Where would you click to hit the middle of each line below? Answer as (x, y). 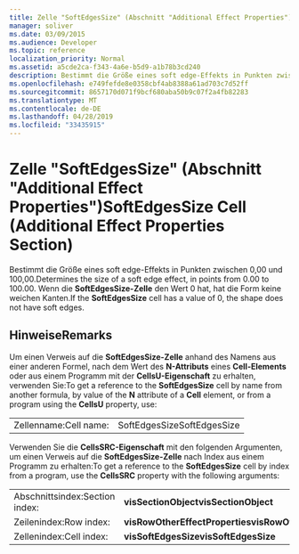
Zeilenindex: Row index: (62, 522)
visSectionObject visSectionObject (198, 501)
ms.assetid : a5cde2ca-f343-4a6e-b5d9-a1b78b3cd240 (105, 68)
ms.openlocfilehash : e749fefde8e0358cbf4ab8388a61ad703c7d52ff (129, 84)
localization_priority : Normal (67, 59)
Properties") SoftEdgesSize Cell (128, 207)
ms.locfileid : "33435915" (57, 126)
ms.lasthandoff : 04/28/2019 (61, 117)
